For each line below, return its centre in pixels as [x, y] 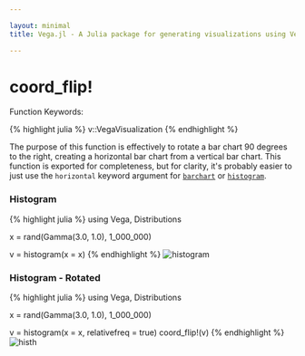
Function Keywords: [47, 112]
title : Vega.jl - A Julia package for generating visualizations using [148, 34]
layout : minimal [40, 25]
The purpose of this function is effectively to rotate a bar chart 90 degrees [148, 147]
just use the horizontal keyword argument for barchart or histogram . [138, 176]
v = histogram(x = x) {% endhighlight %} [85, 254]
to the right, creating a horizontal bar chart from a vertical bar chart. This [145, 157]
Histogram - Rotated [55, 277]
